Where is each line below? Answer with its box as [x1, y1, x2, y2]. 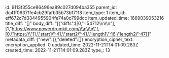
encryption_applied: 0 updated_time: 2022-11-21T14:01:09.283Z [5, 42, 139, 47]
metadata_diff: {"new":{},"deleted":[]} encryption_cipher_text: [5, 36, 134, 42]
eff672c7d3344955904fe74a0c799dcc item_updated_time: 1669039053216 [5, 15, 164, 21]
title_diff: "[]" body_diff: [5, 20, 54, 26]
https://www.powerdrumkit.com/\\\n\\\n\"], [12, 26, 100, 32]
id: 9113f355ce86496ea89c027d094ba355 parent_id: [5, 5, 117, 10]
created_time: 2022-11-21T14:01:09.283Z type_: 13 [5, 47, 110, 53]
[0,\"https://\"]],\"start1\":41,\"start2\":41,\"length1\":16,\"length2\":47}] [5, 31, 150, 37]
